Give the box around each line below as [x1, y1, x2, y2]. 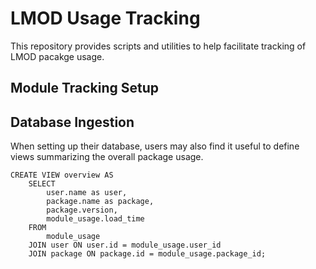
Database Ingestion [10, 113, 135, 131]
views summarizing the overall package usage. [10, 151, 204, 163]
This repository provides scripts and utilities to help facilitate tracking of [10, 40, 307, 52]
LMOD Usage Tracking [10, 7, 201, 30]
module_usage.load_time [46, 214, 145, 224]
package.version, [46, 205, 118, 216]
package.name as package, [46, 197, 155, 207]
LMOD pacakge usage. [10, 50, 105, 62]
